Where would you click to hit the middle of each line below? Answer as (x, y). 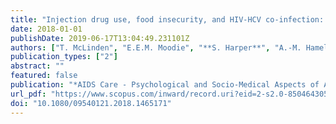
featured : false (44, 76)
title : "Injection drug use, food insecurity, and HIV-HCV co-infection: (167, 19)
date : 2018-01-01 (46, 29)
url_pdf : (28, 94)
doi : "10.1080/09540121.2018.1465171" (91, 103)
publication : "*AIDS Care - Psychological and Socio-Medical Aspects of (165, 85)
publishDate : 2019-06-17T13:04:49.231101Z (100, 38)
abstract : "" (37, 66)
